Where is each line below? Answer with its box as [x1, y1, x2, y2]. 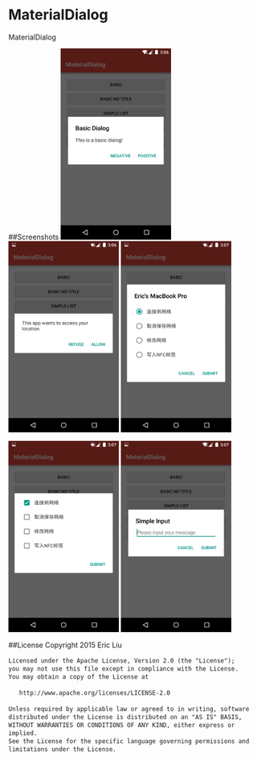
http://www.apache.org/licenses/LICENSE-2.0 [18, 688, 171, 697]
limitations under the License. [8, 745, 116, 754]
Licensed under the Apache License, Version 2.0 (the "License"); [8, 656, 235, 665]
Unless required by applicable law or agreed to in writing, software [8, 704, 250, 713]
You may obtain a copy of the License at [8, 672, 149, 681]
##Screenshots [8, 232, 59, 242]
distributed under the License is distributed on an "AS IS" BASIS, [8, 712, 243, 721]
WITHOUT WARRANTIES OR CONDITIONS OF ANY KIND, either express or [8, 721, 235, 729]
